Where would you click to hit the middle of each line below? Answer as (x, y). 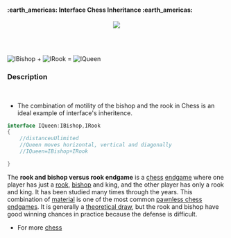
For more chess (40, 227)
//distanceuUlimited (49, 139)
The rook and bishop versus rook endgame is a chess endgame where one (115, 177)
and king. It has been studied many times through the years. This (100, 192)
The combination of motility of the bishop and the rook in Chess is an (116, 105)
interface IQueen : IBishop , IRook (54, 126)
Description (27, 77)
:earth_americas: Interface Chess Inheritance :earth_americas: (100, 10)
